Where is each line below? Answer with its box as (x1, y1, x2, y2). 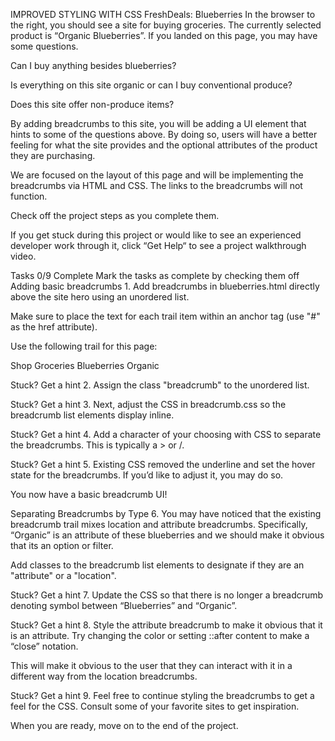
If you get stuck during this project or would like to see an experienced (10, 229, 302, 241)
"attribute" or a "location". (10, 570, 117, 581)
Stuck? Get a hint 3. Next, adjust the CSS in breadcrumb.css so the (10, 399, 287, 410)
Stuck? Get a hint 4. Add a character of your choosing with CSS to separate (10, 429, 322, 440)
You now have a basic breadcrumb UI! (10, 489, 168, 500)
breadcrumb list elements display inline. (10, 409, 175, 421)
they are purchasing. (10, 150, 96, 161)
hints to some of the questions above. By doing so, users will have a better (10, 129, 318, 140)
